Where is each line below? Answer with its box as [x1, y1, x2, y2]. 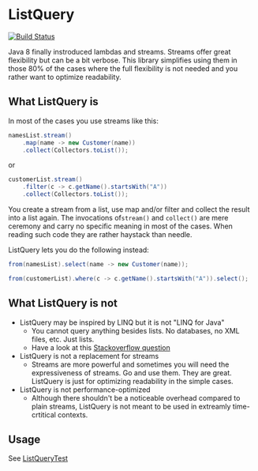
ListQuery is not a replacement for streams [19, 351, 159, 360]
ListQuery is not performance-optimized [19, 385, 151, 394]
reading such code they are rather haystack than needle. [8, 230, 193, 239]
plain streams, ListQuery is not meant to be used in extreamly [31, 401, 231, 411]
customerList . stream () [8, 175, 83, 183]
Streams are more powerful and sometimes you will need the [31, 360, 230, 369]
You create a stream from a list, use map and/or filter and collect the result [8, 205, 250, 214]
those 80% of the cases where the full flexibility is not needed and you [8, 63, 238, 73]
